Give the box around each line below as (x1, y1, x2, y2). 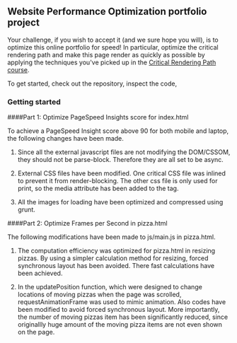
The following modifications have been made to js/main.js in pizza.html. (7, 233, 216, 241)
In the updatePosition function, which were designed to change (17, 283, 203, 291)
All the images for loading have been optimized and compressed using (17, 198, 224, 207)
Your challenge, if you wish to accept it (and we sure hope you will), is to (7, 35, 219, 44)
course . (7, 65, 30, 74)
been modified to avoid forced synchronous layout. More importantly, (17, 306, 220, 314)
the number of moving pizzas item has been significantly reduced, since (17, 313, 229, 321)
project (7, 17, 40, 29)
